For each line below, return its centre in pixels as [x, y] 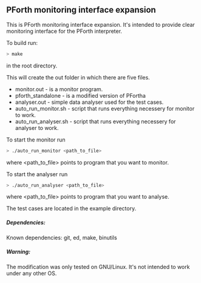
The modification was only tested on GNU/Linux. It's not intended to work [98, 267]
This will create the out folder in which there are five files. [78, 77]
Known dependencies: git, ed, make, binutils [62, 238]
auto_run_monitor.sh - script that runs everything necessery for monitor [105, 108]
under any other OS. [32, 273]
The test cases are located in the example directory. [71, 208]
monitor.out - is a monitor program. [59, 89]
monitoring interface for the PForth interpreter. [64, 31]
